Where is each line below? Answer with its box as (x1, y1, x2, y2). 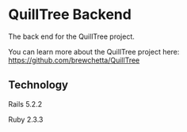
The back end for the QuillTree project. (8, 32, 135, 41)
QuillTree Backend (8, 6, 132, 24)
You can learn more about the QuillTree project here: (8, 47, 180, 56)
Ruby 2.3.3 (8, 115, 44, 124)
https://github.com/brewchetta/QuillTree (8, 55, 140, 65)
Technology (8, 78, 69, 92)
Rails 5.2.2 (8, 99, 42, 108)
